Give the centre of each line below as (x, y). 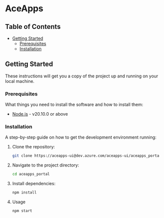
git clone (22, 156)
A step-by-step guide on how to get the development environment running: (81, 137)
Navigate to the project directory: (46, 165)
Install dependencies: (34, 184)
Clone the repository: (34, 147)
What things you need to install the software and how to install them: (74, 105)
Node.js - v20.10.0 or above (40, 114)
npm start (22, 211)
